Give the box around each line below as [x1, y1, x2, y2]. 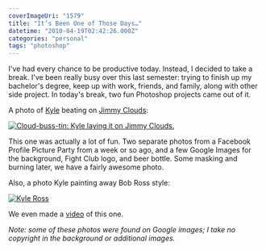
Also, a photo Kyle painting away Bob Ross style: [8, 178, 171, 188]
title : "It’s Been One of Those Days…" [8, 19, 143, 27]
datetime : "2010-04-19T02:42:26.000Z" [8, 27, 139, 35]
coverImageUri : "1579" [8, 11, 85, 20]
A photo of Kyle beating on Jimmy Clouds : [8, 106, 149, 115]
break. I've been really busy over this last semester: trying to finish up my [8, 73, 252, 82]
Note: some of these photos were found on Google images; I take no [8, 225, 236, 235]
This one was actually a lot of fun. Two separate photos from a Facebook [8, 136, 251, 146]
